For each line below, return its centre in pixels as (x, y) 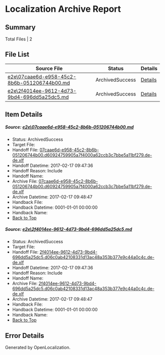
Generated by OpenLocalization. (38, 347)
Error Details (25, 336)
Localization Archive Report (63, 9)
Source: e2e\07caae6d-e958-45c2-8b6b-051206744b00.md (69, 127)
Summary (20, 27)
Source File (49, 68)
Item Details (24, 114)
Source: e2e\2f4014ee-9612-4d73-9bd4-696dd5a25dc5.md (69, 229)
